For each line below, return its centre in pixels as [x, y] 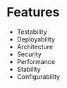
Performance [36, 61]
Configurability [38, 76]
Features [33, 12]
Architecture [35, 46]
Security [29, 54]
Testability [32, 32]
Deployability [36, 39]
